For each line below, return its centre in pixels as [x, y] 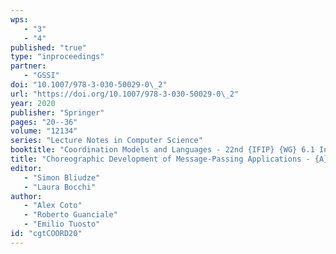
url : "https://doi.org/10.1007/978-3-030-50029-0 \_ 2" [125, 94]
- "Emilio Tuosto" [62, 224]
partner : [28, 66]
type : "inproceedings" [57, 57]
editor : [26, 168]
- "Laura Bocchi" [60, 187]
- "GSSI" [41, 76]
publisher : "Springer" [57, 112]
